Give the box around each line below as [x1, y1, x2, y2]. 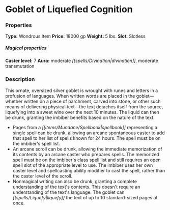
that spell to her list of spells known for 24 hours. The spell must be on [12, 135, 161, 141]
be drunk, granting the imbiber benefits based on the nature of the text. [5, 114, 155, 121]
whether [5, 98, 23, 104]
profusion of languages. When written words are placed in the [5, 93, 135, 99]
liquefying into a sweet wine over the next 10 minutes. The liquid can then [5, 109, 159, 115]
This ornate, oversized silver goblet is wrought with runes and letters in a [5, 87, 158, 94]
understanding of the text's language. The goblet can [12, 189, 125, 195]
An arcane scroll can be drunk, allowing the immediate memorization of [12, 146, 162, 152]
